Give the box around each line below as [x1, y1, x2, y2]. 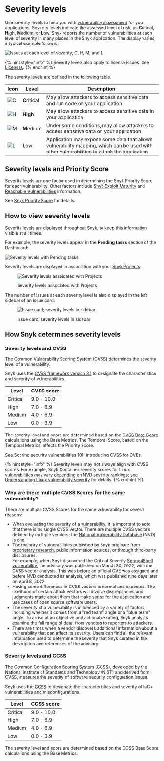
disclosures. [12, 552, 37, 558]
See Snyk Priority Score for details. [5, 197, 76, 203]
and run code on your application [46, 100, 123, 107]
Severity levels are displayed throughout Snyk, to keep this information [5, 225, 147, 231]
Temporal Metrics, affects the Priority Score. [5, 442, 94, 448]
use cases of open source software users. [12, 599, 97, 605]
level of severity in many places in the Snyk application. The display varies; [5, 35, 156, 41]
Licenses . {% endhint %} [5, 65, 55, 70]
